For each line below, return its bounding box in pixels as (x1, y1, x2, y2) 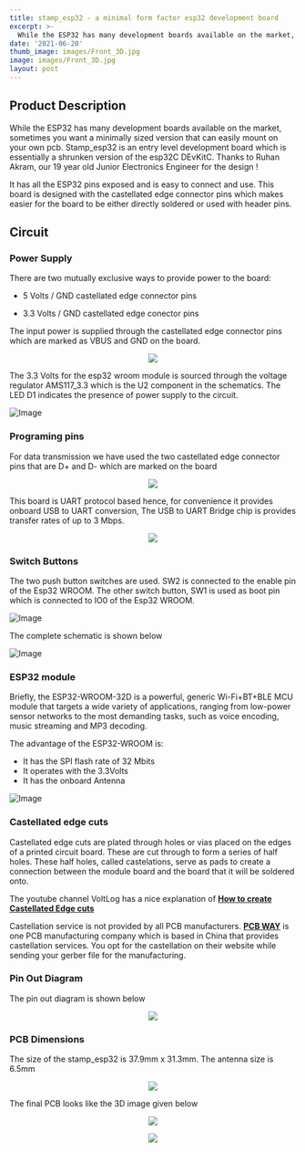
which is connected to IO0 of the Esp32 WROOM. (9, 594, 196, 605)
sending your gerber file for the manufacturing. (9, 949, 187, 960)
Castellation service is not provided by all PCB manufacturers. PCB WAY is (9, 920, 290, 931)
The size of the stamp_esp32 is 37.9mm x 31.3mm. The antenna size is (9, 1053, 274, 1064)
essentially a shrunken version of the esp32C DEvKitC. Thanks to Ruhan (9, 152, 280, 162)
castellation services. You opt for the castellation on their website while (9, 939, 277, 950)
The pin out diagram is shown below (9, 992, 146, 1004)
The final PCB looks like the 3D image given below (9, 1098, 198, 1109)
